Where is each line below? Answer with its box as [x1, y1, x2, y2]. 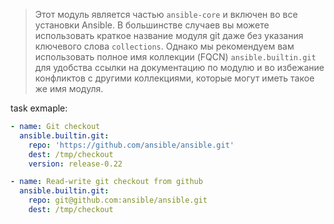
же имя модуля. [34, 83, 104, 94]
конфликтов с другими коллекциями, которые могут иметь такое [34, 72, 315, 84]
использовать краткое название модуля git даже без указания [34, 30, 304, 41]
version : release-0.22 [28, 159, 123, 169]
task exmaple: [10, 102, 68, 114]
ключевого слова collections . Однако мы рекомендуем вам [34, 40, 295, 52]
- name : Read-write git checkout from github [10, 177, 203, 187]
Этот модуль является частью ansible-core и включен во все [34, 9, 298, 20]
